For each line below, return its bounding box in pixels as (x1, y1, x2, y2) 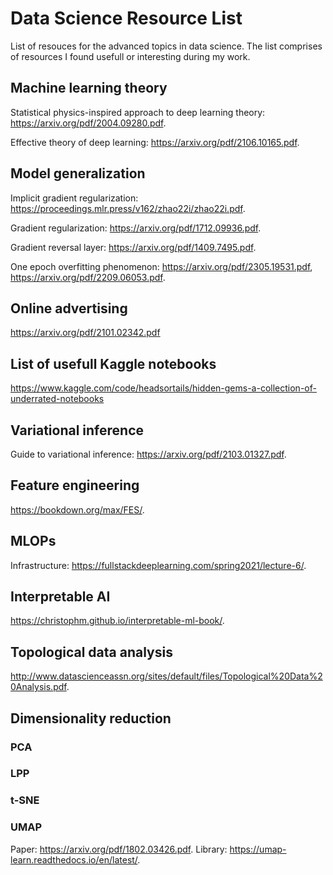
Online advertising (10, 300, 128, 317)
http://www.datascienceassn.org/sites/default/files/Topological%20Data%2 (10, 670, 323, 682)
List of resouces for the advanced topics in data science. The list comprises (10, 40, 323, 52)
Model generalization (10, 165, 146, 182)
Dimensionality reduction (10, 710, 172, 727)
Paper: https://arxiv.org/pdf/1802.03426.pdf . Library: (10, 843, 228, 855)
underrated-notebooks (10, 393, 105, 405)
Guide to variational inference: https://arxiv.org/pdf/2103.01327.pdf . (10, 448, 287, 460)
